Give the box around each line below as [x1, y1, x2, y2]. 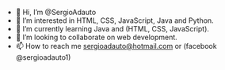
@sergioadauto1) [15, 53, 71, 62]
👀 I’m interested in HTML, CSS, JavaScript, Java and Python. [15, 16, 214, 25]
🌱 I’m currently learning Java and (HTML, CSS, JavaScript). [15, 24, 210, 33]
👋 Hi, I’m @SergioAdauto [15, 8, 97, 17]
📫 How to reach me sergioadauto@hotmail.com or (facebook [15, 42, 217, 50]
